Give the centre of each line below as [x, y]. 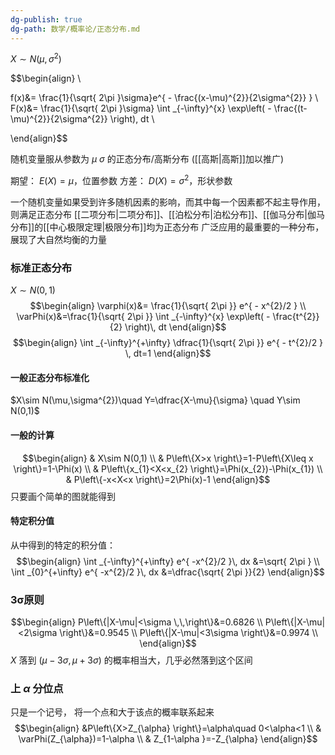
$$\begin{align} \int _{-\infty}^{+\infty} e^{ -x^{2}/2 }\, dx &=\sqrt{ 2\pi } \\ [168, 561]
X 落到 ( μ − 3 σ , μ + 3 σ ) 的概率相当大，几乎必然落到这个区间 [131, 660]
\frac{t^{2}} [296, 317]
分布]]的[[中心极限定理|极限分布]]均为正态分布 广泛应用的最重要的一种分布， [167, 227]
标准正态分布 [41, 268]
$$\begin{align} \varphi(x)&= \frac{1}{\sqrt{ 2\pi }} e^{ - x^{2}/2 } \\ [168, 306]
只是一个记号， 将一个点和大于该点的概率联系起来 [112, 712]
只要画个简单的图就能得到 [63, 496]
